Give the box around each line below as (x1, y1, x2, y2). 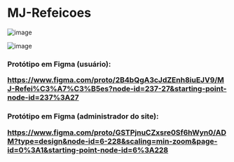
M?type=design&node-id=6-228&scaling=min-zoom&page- (7, 136, 218, 146)
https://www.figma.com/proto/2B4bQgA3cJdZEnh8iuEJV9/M (7, 75, 224, 85)
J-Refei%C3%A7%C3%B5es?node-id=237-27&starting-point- (7, 84, 227, 94)
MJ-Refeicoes (7, 5, 92, 21)
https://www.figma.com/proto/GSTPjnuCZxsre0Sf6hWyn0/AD (7, 128, 226, 137)
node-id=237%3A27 (7, 93, 79, 102)
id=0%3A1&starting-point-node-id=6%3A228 (7, 145, 169, 155)
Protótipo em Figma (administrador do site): (7, 112, 159, 121)
